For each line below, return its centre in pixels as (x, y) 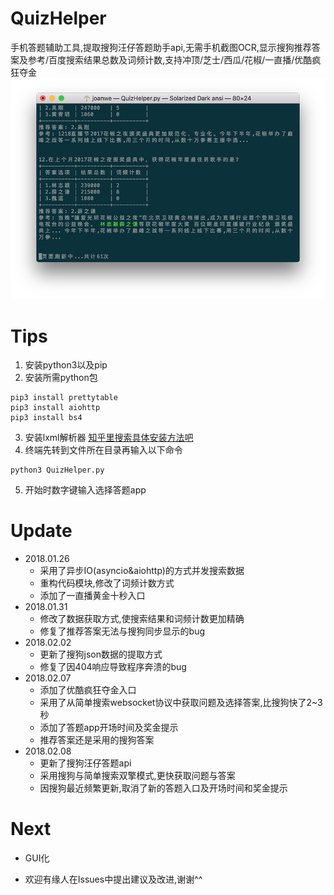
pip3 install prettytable (64, 398)
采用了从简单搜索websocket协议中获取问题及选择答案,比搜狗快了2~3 (181, 703)
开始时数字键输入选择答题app (85, 490)
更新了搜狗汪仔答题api (85, 763)
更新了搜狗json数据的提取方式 (101, 654)
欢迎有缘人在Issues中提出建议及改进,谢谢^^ (113, 879)
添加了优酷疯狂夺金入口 (88, 690)
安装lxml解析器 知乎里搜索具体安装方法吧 (109, 438)
